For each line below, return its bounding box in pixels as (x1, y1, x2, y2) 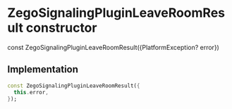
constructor (25, 20, 97, 36)
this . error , (13, 89, 49, 96)
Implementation (7, 63, 79, 75)
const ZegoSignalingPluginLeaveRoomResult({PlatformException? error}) (7, 43, 220, 51)
